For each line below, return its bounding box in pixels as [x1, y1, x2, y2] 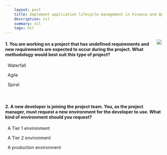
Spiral [7, 82, 20, 88]
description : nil [14, 16, 50, 21]
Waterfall [7, 62, 26, 68]
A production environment [7, 144, 61, 150]
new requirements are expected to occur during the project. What [5, 46, 144, 52]
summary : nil [14, 21, 41, 26]
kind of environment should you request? [5, 114, 92, 120]
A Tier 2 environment [7, 135, 51, 141]
